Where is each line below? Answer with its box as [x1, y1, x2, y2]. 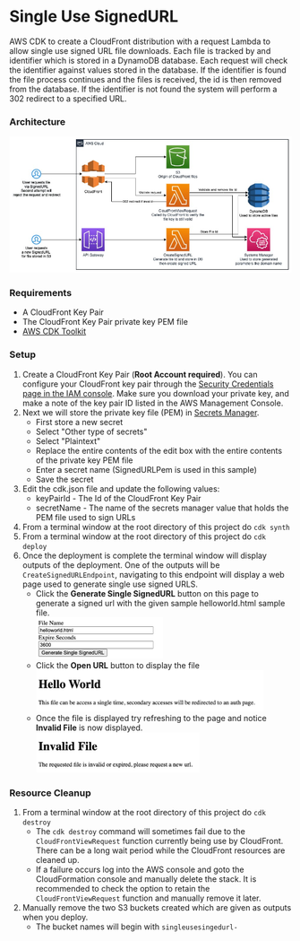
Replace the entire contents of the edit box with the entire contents [35, 445, 283, 456]
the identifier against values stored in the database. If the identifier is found [9, 65, 287, 75]
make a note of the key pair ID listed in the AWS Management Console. [21, 397, 284, 408]
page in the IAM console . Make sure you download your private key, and [21, 388, 289, 398]
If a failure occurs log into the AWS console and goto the [35, 864, 244, 875]
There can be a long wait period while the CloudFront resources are [35, 845, 286, 856]
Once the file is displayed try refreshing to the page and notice [35, 712, 267, 723]
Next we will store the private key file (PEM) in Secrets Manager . [21, 406, 260, 418]
